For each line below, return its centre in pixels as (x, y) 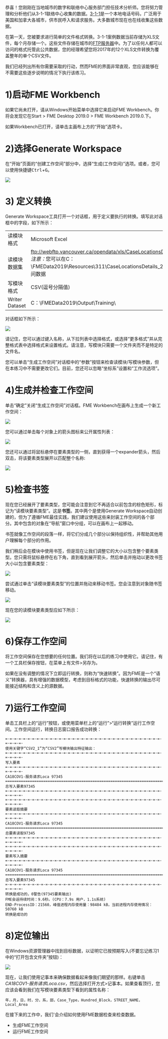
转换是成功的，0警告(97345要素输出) (38, 894)
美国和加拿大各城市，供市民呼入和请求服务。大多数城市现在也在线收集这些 (82, 20)
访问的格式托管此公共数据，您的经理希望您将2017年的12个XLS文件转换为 (80, 49)
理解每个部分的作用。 (31, 540)
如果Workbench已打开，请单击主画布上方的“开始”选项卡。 (65, 127)
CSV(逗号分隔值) (50, 287)
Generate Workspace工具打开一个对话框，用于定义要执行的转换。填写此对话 (84, 216)
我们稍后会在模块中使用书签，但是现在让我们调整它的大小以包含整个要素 (79, 551)
